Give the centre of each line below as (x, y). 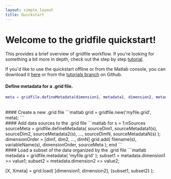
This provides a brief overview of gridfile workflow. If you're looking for (80, 54)
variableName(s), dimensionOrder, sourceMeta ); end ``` (64, 144)
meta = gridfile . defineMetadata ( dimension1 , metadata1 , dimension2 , (79, 97)
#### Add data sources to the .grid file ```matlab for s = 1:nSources (76, 123)
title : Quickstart (25, 15)
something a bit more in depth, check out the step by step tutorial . (75, 59)
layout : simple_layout (29, 10)
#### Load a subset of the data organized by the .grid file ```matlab (76, 150)
